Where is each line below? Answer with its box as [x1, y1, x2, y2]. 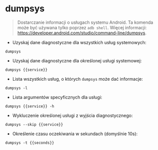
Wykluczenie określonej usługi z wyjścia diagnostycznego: [12, 112, 133, 118]
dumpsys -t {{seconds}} [5, 140, 55, 145]
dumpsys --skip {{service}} [5, 122, 64, 127]
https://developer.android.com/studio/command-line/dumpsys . [17, 30, 147, 36]
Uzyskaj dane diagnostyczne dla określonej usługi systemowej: [12, 57, 142, 63]
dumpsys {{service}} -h [5, 103, 55, 109]
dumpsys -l [5, 85, 28, 91]
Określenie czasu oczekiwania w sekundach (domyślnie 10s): [12, 131, 138, 137]
